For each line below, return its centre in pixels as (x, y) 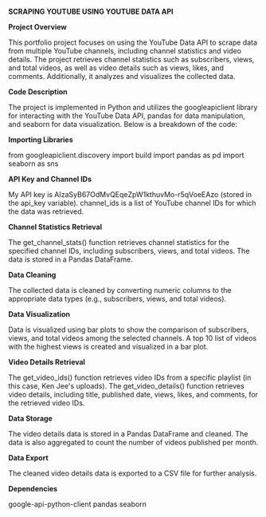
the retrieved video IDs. (47, 403)
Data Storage (31, 418)
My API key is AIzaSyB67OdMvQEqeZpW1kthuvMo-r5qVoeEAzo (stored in (130, 194)
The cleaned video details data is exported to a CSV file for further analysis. (133, 473)
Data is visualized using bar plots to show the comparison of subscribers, (129, 330)
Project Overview (38, 27)
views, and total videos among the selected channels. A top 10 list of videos (133, 338)
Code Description (38, 92)
